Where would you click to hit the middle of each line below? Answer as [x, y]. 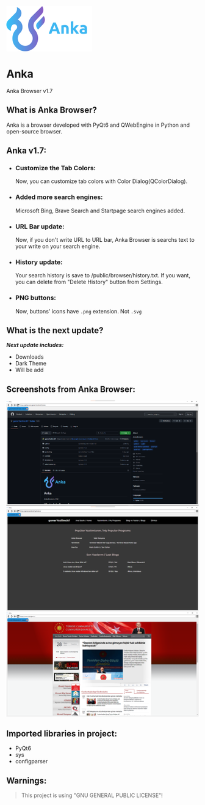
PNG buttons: [36, 298]
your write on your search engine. [58, 246]
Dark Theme [31, 364]
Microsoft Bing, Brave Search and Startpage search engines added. [100, 211]
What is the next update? [55, 331]
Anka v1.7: [27, 151]
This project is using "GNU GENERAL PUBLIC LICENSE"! [92, 795]
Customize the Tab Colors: [56, 168]
